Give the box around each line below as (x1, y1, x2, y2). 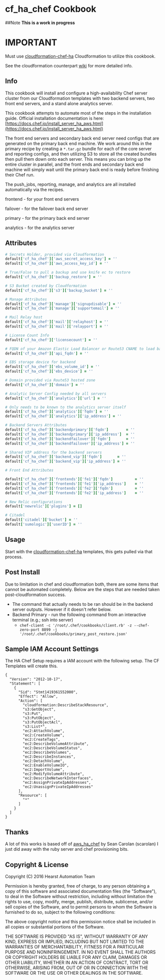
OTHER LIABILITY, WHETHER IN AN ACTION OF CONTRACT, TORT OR (5, 959, 148, 965)
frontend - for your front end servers (5, 196, 80, 202)
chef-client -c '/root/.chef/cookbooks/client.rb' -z (19, 623, 132, 628)
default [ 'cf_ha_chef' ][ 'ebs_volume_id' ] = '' (5, 364, 100, 369)
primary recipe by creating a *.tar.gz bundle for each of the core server (5, 146, 152, 151)
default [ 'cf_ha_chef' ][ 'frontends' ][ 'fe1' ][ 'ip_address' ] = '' (5, 481, 144, 486)
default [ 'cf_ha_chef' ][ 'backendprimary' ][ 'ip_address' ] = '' (5, 432, 135, 437)
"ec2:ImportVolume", (23, 767, 65, 772)
